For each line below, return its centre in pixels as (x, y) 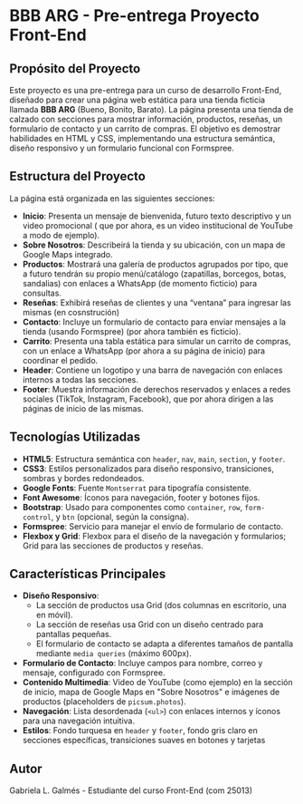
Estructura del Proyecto (78, 176)
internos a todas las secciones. (80, 379)
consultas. (42, 293)
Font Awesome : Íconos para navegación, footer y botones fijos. (141, 497)
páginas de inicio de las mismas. (83, 408)
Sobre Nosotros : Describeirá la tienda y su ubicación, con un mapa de (154, 245)
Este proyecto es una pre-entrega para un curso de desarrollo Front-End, (146, 90)
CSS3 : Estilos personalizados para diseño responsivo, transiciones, (148, 469)
